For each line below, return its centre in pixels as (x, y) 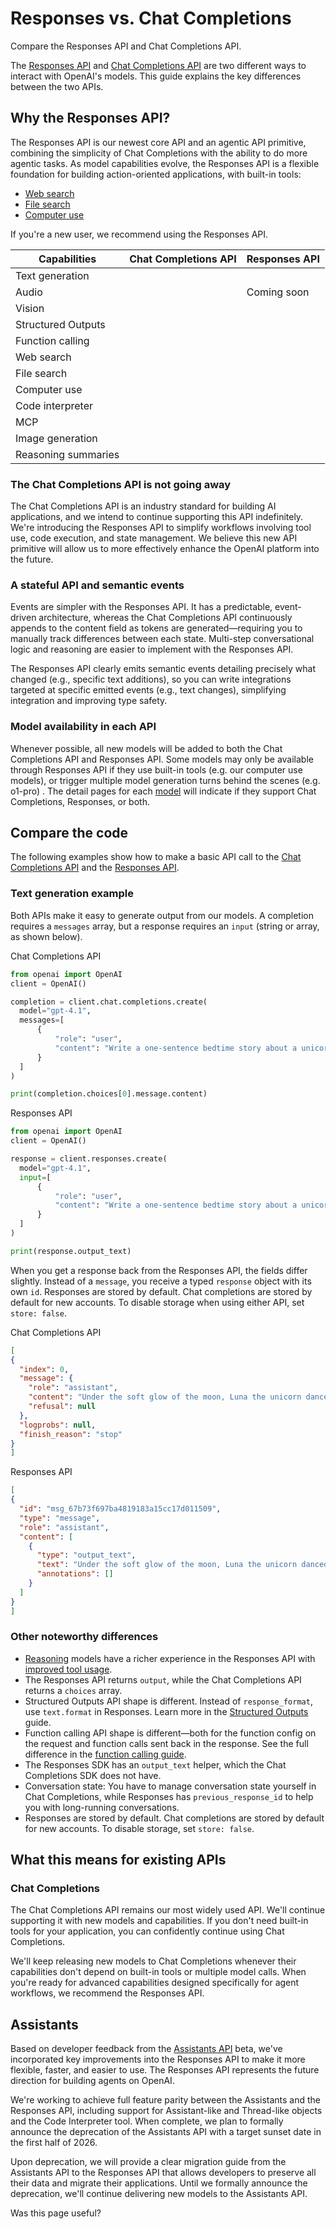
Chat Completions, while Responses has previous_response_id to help (169, 1796)
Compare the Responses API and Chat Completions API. (126, 46)
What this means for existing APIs (118, 1860)
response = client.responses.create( (89, 1159)
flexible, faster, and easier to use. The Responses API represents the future (165, 2070)
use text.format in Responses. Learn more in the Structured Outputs (166, 1711)
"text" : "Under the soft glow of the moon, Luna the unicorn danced (182, 1565)
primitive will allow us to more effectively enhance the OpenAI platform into (165, 549)
